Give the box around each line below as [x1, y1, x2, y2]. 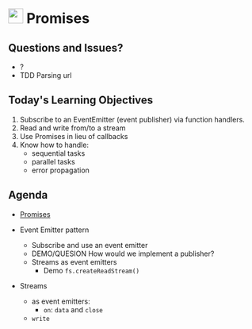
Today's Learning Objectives [8, 94, 154, 107]
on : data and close [43, 304, 103, 314]
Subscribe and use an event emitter [31, 240, 148, 250]
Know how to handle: [19, 140, 90, 149]
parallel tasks [31, 157, 75, 166]
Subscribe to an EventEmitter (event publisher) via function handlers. [19, 114, 246, 124]
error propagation [31, 165, 90, 175]
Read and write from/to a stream [19, 123, 126, 133]
